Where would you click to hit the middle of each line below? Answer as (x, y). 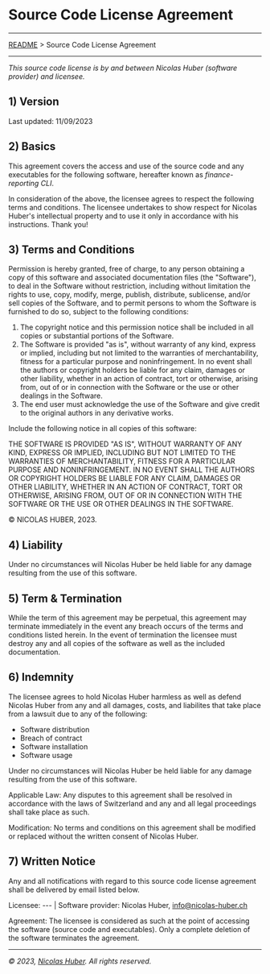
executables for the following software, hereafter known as (106, 174)
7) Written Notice (52, 862)
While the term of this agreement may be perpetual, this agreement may (128, 618)
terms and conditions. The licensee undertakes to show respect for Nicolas (133, 207)
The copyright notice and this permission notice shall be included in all (137, 327)
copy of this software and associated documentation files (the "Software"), (133, 278)
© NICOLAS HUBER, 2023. (53, 520)
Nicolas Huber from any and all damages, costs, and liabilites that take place (135, 705)
